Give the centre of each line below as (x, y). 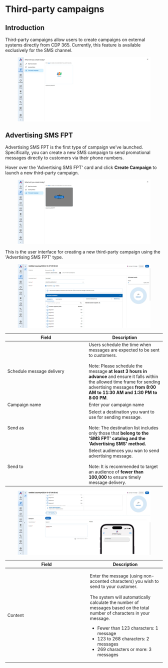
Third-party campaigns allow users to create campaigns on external (75, 39)
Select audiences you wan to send (124, 450)
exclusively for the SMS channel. (39, 50)
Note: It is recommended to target (123, 466)
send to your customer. (114, 586)
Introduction (25, 28)
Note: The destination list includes (123, 427)
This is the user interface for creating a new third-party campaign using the (83, 251)
